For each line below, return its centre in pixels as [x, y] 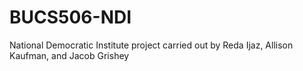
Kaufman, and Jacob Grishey [69, 55]
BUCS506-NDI [70, 17]
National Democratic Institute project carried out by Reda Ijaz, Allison [151, 45]
